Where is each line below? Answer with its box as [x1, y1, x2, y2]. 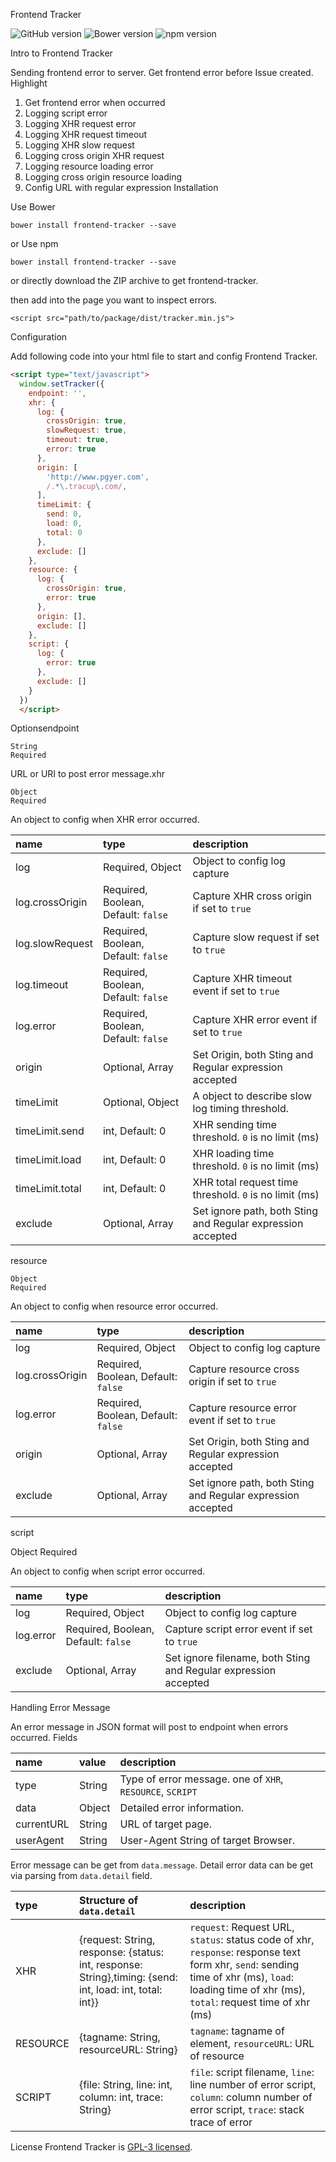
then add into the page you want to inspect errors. [10, 294, 217, 306]
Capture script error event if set [164, 1622, 313, 1636]
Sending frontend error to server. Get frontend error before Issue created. [10, 67, 314, 78]
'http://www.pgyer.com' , [46, 472, 150, 482]
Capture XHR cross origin [192, 889, 313, 903]
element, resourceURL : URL [189, 2037, 315, 2051]
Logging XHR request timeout [24, 129, 148, 140]
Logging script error [24, 107, 108, 119]
